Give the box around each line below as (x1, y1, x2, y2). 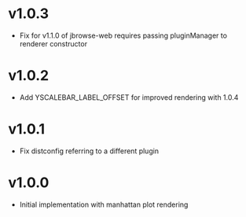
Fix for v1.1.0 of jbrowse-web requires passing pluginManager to (19, 31, 228, 40)
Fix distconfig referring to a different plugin (19, 146, 160, 156)
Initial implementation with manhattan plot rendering (19, 200, 189, 209)
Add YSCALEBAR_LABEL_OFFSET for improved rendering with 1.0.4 (19, 92, 239, 102)
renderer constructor (19, 39, 88, 48)
